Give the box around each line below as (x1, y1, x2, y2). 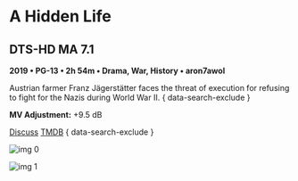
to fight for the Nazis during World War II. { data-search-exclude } (9, 92, 251, 103)
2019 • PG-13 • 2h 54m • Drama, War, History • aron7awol (9, 65, 226, 76)
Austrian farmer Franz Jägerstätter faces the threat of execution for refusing (9, 83, 290, 93)
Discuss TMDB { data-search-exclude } (9, 127, 154, 137)
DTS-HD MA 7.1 (9, 42, 95, 57)
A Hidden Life (9, 6, 112, 27)
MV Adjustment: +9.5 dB (9, 110, 103, 119)
